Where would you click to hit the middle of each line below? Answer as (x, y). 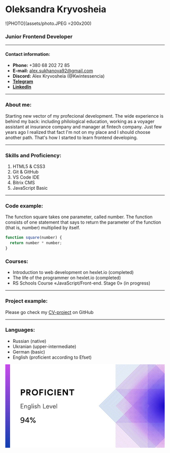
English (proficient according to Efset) (52, 357)
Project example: (27, 301)
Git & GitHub (26, 172)
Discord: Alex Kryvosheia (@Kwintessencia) (58, 76)
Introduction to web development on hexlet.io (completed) (73, 272)
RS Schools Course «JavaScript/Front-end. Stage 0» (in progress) (81, 283)
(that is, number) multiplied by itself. (43, 228)
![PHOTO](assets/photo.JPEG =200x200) (49, 23)
